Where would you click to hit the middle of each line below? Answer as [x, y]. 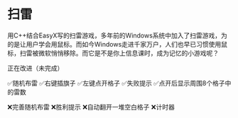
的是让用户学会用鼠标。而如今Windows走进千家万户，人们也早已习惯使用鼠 [118, 44]
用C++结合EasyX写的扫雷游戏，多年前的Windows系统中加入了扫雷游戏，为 [117, 35]
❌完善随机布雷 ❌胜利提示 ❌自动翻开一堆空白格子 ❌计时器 [91, 107]
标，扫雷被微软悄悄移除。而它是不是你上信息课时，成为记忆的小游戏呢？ [113, 53]
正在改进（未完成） [36, 68]
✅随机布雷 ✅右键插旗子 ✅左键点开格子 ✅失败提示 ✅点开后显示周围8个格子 [116, 83]
